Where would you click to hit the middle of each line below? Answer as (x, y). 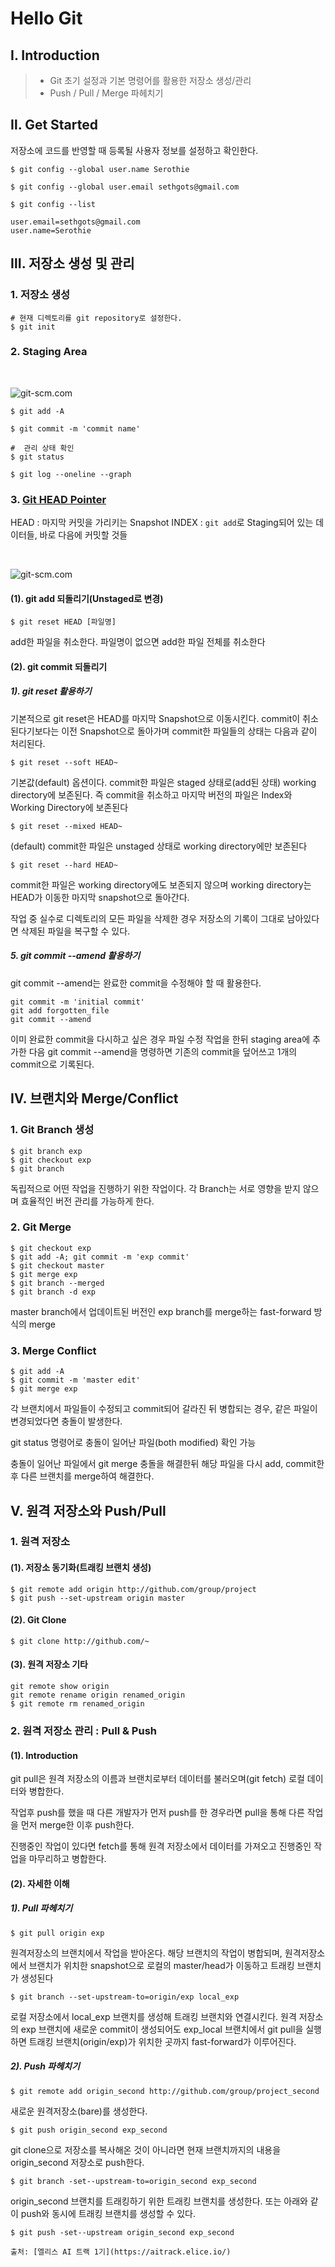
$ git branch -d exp (53, 1292)
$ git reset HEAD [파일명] (63, 622)
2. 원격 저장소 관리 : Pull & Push (83, 1730)
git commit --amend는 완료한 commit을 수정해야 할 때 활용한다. (136, 983)
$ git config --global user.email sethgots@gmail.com (125, 187)
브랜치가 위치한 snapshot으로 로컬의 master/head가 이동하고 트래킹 (161, 1965)
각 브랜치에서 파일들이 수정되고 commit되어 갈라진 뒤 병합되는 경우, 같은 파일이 (164, 1409)
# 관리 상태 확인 (42, 448)
